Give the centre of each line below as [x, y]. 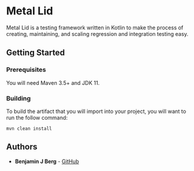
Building [19, 98]
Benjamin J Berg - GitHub [47, 161]
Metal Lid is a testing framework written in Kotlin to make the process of [95, 28]
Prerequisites [26, 70]
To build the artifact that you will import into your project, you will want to [96, 111]
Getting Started [36, 53]
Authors [22, 147]
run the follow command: [37, 117]
